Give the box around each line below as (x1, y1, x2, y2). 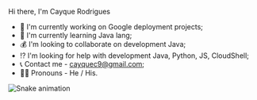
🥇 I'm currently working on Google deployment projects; (19, 22, 204, 31)
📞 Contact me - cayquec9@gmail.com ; (19, 60, 145, 68)
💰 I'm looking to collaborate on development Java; (19, 40, 186, 48)
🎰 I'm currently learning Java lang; (19, 31, 132, 40)
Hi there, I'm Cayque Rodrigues (8, 7, 111, 16)
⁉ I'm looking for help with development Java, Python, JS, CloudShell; (19, 51, 250, 60)
